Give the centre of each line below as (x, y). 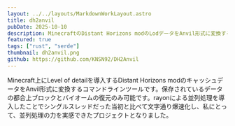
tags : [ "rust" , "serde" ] (43, 46)
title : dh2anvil (31, 20)
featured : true (29, 40)
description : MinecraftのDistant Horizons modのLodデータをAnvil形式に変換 (114, 33)
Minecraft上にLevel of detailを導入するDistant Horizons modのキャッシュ (112, 80)
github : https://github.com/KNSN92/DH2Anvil (73, 59)
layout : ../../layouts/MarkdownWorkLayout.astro (79, 14)
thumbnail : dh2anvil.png (43, 53)
